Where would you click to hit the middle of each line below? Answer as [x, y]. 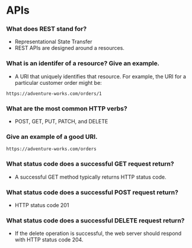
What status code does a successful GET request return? [90, 164]
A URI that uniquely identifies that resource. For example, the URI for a [100, 76]
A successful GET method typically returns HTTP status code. [90, 177]
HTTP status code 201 [42, 205]
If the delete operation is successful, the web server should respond [98, 233]
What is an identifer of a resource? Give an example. [83, 63]
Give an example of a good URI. [52, 137]
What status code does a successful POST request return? [92, 192]
